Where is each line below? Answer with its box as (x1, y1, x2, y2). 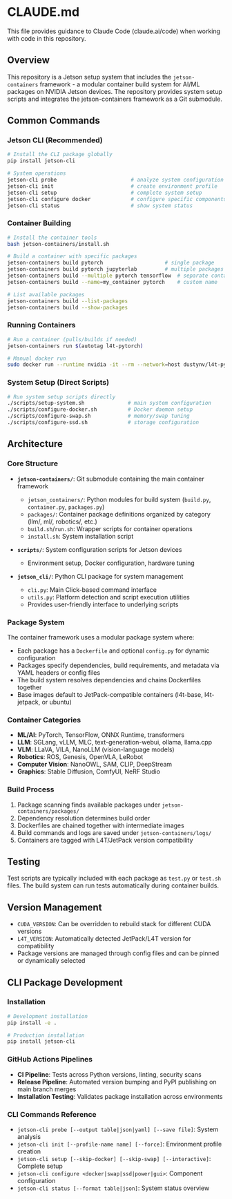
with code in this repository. (7, 34, 86, 42)
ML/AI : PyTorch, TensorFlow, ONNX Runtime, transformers (17, 731, 185, 739)
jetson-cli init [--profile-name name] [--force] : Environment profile (17, 1140, 222, 1148)
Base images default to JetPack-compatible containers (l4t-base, (17, 690, 203, 698)
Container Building (7, 218, 71, 228)
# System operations (7, 170, 67, 177)
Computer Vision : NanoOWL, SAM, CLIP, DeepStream (17, 760, 173, 769)
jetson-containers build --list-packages (7, 298, 128, 305)
